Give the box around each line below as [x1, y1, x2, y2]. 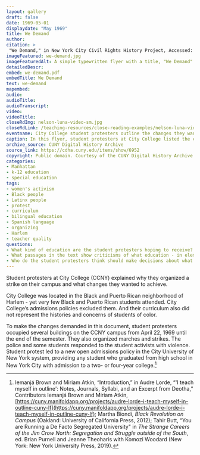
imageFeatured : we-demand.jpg [6, 53, 82, 59]
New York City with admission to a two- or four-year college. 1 [6, 361, 157, 369]
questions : [6, 241, 33, 247]
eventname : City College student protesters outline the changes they [6, 130, 185, 137]
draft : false [6, 14, 39, 20]
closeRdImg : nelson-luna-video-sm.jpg [6, 120, 102, 126]
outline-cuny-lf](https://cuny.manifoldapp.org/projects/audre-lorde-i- [14, 404, 186, 411]
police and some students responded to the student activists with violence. [6, 342, 190, 348]
